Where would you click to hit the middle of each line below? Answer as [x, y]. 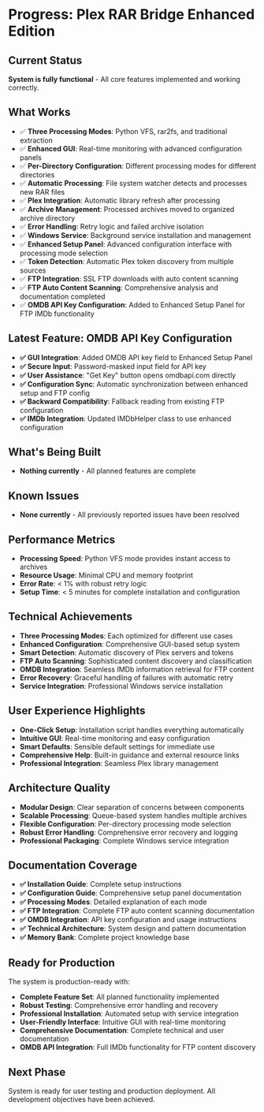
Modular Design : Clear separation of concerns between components [132, 807]
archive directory [47, 218]
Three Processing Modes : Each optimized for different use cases [126, 635]
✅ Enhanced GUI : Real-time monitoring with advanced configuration [131, 148]
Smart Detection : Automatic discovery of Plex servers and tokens [126, 653]
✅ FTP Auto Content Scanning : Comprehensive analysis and [119, 287]
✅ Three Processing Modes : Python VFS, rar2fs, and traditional [123, 131]
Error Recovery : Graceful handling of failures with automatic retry [126, 677]
